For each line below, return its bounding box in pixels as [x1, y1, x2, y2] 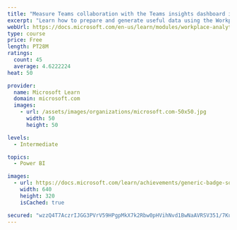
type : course [7, 30, 46, 37]
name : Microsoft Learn [13, 89, 80, 96]
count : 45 [13, 56, 42, 63]
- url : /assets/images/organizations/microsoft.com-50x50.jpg [20, 109, 207, 116]
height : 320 [20, 192, 55, 200]
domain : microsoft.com [13, 95, 80, 102]
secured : [7, 212, 33, 219]
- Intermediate [13, 140, 59, 148]
